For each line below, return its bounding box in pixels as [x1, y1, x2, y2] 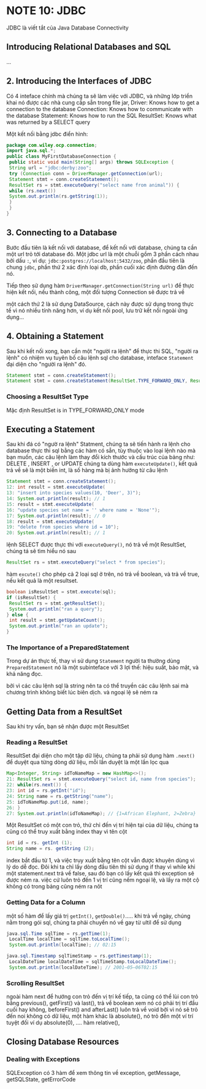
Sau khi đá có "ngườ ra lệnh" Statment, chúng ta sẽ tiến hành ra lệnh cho [6, 440, 191, 448]
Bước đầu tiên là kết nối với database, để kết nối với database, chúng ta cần [6, 244, 197, 251]
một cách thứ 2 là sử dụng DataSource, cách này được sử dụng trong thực [6, 300, 194, 308]
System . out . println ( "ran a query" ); [9, 606, 103, 612]
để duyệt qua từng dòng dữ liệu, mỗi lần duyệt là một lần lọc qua [6, 759, 169, 766]
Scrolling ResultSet [6, 979, 65, 987]
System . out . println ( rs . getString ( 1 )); [9, 193, 109, 200]
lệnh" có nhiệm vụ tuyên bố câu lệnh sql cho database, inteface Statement [6, 354, 194, 361]
